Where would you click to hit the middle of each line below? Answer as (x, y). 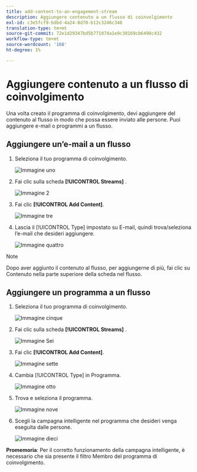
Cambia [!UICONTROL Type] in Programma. (68, 375)
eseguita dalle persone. (43, 427)
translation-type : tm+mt (37, 28)
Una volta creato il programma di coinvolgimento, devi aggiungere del (91, 113)
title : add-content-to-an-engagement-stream (62, 12)
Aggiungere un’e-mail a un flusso (68, 144)
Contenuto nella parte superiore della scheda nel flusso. (74, 274)
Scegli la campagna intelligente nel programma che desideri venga (96, 421)
